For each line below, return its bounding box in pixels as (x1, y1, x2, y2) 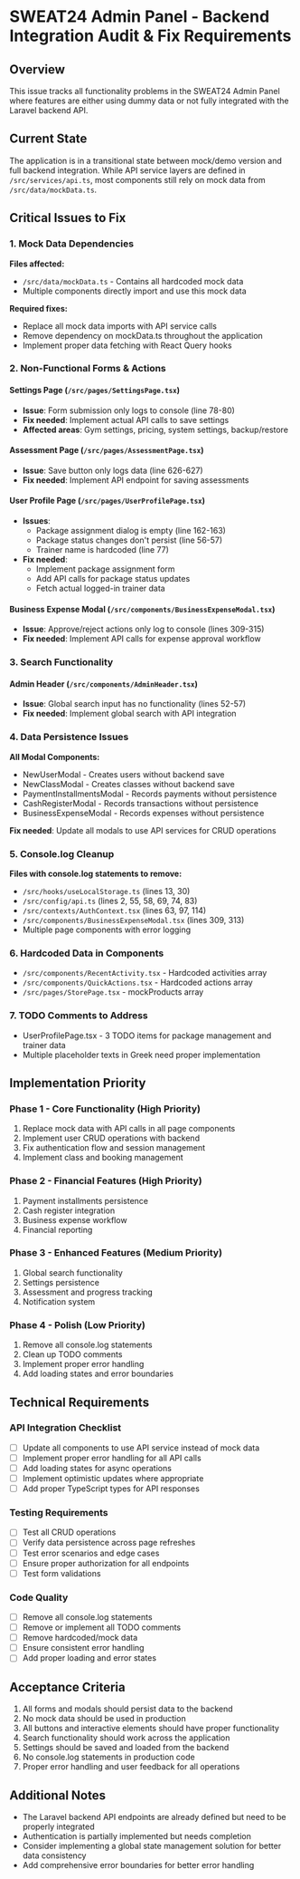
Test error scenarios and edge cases (22, 1547, 160, 1558)
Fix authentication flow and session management (22, 1142, 206, 1153)
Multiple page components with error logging (22, 924, 192, 935)
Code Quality (9, 1591, 69, 1604)
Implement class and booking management (22, 1152, 183, 1163)
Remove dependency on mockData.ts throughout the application (22, 330, 264, 341)
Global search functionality (22, 1267, 124, 1278)
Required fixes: (9, 303, 68, 313)
